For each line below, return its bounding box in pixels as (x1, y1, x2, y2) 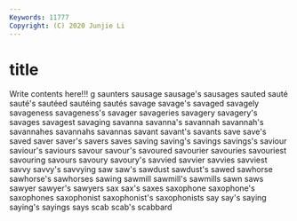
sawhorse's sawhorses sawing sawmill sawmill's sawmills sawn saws (9, 174, 264, 185)
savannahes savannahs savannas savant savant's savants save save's (9, 126, 267, 138)
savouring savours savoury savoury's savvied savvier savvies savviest (9, 154, 268, 165)
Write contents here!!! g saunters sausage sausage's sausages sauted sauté (9, 89, 289, 99)
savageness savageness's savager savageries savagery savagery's (9, 107, 258, 118)
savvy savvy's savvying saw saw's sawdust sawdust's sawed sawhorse (9, 164, 273, 175)
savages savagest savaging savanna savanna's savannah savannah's (9, 117, 264, 128)
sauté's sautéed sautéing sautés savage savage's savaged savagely (9, 99, 260, 109)
